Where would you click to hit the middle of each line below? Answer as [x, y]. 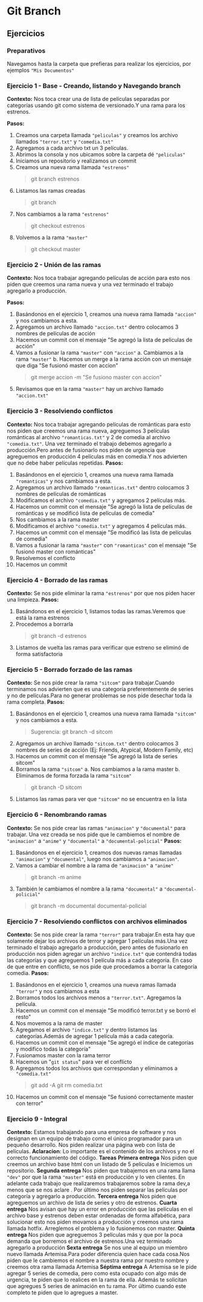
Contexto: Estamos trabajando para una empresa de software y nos [92, 1132]
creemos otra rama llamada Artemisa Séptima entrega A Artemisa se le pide [102, 1267]
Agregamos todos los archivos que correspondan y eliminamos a [96, 1068]
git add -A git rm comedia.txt [66, 1085]
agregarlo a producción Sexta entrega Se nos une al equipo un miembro [97, 1248]
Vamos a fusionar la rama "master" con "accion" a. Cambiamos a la [99, 353]
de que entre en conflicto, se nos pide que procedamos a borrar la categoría [102, 966]
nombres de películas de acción [55, 334]
